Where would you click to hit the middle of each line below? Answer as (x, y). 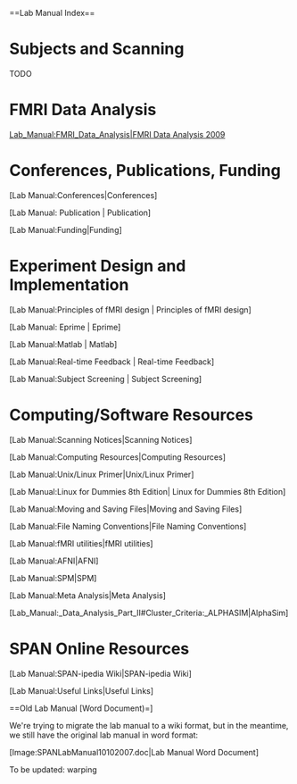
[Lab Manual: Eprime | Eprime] (65, 327)
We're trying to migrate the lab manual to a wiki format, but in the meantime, (149, 725)
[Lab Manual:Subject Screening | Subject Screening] (106, 379)
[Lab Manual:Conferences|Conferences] (83, 195)
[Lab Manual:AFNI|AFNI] (54, 561)
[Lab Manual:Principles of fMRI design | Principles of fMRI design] (130, 309)
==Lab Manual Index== (52, 13)
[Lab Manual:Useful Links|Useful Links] (82, 690)
